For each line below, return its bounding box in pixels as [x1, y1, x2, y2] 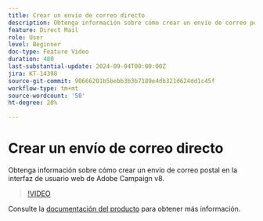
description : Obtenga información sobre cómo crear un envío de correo [8, 19, 247, 27]
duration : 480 [8, 56, 55, 63]
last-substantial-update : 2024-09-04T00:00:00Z [8, 63, 167, 71]
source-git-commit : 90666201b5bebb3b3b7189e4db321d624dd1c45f [8, 77, 215, 85]
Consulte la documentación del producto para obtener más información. [8, 205, 241, 214]
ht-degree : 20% [8, 99, 58, 107]
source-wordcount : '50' [8, 92, 86, 100]
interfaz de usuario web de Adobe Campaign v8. [8, 174, 165, 183]
